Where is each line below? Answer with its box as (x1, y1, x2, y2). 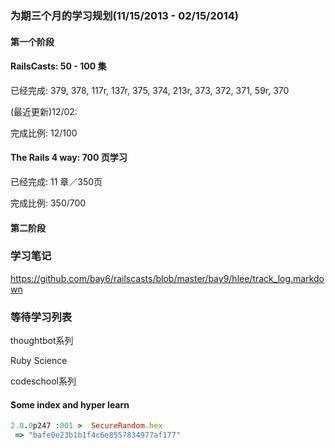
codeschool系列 (10, 375, 77, 387)
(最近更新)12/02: (10, 105, 78, 117)
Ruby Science (10, 355, 68, 367)
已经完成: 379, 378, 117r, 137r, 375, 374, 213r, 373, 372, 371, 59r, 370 (10, 84, 290, 96)
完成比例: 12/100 (10, 127, 78, 139)
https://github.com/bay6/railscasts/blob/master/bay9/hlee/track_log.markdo (10, 272, 325, 284)
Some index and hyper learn (10, 398, 130, 411)
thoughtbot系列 (10, 335, 74, 347)
